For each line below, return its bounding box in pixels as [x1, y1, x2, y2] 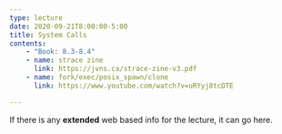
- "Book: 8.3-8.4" [25, 47, 96, 57]
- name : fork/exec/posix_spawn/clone [25, 73, 169, 82]
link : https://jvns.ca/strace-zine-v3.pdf [33, 65, 197, 74]
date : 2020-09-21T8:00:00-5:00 [9, 22, 128, 31]
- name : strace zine [25, 56, 104, 65]
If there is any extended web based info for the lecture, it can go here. [9, 114, 273, 125]
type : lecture [9, 13, 64, 23]
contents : [9, 38, 47, 48]
